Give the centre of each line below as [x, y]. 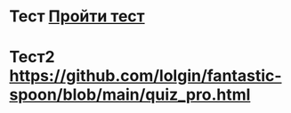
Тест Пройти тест [77, 16]
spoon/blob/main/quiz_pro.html [130, 95]
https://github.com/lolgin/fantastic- [145, 76]
